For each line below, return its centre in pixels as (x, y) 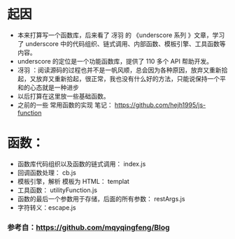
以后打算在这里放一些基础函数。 (63, 96)
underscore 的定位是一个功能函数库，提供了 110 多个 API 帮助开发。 (115, 61)
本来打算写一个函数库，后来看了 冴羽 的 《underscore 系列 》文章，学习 (121, 35)
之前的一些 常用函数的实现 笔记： (65, 105)
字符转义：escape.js (47, 208)
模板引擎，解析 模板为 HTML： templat (73, 181)
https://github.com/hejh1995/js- (160, 105)
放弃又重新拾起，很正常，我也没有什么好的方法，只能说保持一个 (128, 78)
